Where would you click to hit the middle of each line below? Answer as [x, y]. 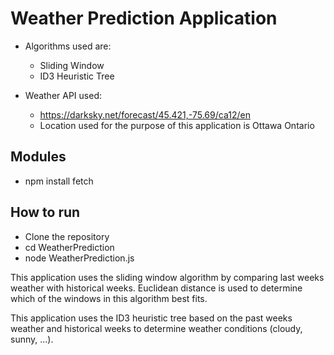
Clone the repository [67, 236]
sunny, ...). [32, 339]
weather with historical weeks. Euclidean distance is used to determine [156, 288]
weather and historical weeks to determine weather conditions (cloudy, [156, 328]
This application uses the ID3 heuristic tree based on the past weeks [151, 318]
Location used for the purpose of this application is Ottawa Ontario [177, 125]
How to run [45, 212]
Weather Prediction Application [144, 18]
